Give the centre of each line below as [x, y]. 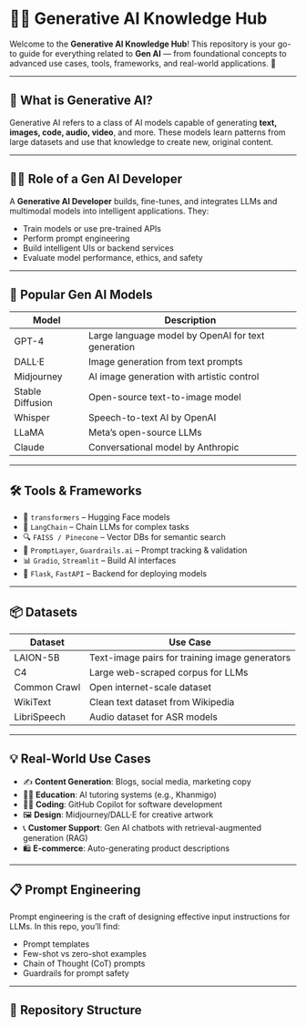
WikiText [33, 702]
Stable [28, 391]
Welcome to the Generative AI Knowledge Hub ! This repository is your [143, 44]
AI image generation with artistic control [173, 377]
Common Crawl [47, 687]
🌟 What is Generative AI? [81, 101]
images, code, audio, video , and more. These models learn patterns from [148, 132]
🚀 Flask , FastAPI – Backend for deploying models [115, 574]
